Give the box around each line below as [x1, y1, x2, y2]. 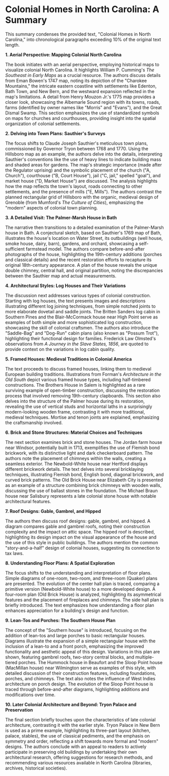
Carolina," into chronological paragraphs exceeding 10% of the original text [5, 36, 161, 43]
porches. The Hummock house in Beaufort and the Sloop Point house [18, 659, 163, 665]
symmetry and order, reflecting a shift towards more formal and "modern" [5, 738, 159, 744]
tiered [5, 659, 18, 665]
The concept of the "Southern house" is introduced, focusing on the [5, 627, 147, 633]
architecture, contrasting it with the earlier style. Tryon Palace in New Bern [5, 722, 160, 728]
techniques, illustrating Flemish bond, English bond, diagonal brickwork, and [5, 471, 164, 477]
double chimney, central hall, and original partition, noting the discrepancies [5, 267, 163, 273]
